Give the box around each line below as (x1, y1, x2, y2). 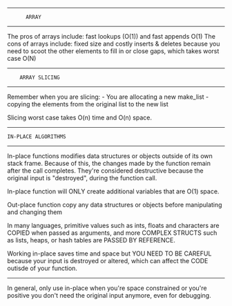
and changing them (7, 208, 63, 216)
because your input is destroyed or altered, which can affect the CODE (7, 257, 209, 265)
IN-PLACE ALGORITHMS (7, 133, 67, 140)
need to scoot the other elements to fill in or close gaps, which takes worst (7, 47, 220, 55)
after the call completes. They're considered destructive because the (7, 166, 204, 175)
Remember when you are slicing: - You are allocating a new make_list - (7, 93, 209, 101)
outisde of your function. (7, 264, 78, 272)
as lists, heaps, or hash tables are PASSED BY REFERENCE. (7, 236, 176, 244)
